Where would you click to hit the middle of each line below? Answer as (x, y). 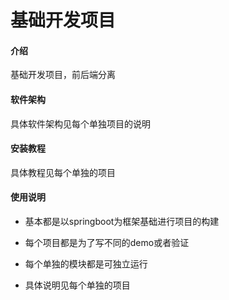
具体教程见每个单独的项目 (63, 172)
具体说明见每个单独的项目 (77, 285)
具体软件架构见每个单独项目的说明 (80, 123)
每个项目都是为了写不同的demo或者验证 (107, 242)
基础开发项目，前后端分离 (63, 75)
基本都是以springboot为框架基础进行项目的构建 (122, 221)
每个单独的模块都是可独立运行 (86, 264)
